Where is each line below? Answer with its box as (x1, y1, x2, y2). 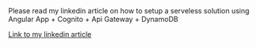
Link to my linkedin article (8, 30, 92, 39)
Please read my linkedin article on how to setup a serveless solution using (8, 6, 250, 16)
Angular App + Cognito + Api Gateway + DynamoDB (8, 15, 178, 24)
